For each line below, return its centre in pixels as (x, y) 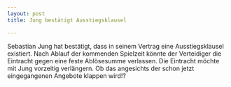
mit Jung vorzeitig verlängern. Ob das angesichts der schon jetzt (101, 68)
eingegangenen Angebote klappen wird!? (66, 76)
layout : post (26, 14)
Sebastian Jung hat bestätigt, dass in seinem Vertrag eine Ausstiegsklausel (115, 46)
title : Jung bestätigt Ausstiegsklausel (67, 20)
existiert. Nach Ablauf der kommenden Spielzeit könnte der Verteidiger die (114, 54)
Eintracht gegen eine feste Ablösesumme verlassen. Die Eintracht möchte (113, 61)
